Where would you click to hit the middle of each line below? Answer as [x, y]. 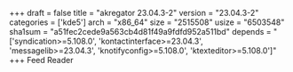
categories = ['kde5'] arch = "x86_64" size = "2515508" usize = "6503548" [147, 22]
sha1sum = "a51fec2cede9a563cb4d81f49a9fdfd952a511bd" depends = [141, 32]
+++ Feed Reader [41, 60]
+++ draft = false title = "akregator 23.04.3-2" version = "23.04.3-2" [134, 13]
